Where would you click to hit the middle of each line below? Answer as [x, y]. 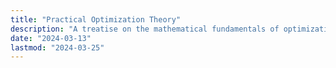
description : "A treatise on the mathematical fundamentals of [145, 29]
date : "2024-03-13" [51, 38]
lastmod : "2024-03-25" [57, 47]
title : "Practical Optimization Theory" [96, 19]
